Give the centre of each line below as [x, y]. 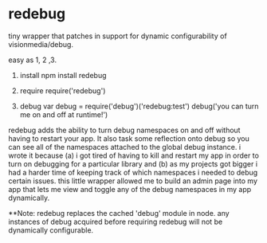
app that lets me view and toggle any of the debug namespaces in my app [130, 189]
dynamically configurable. [51, 230]
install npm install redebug [63, 75]
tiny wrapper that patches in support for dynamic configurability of [118, 36]
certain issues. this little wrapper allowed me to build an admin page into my [133, 181]
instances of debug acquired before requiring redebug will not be [116, 221]
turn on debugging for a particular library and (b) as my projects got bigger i [133, 163]
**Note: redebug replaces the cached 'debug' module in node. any [119, 213]
